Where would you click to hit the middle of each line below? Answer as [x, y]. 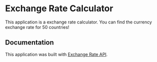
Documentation [30, 43]
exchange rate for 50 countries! [37, 27]
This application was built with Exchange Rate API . [56, 54]
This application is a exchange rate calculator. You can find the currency [78, 22]
